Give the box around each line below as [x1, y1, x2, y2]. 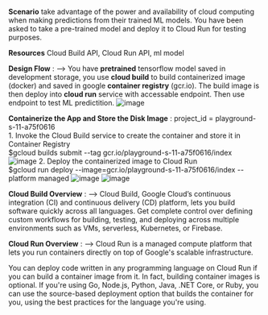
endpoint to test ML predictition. [8, 98, 115, 107]
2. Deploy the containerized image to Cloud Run [39, 156, 198, 166]
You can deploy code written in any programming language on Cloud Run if [8, 263, 258, 272]
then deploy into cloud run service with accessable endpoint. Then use [8, 89, 245, 99]
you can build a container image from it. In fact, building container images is [8, 271, 260, 281]
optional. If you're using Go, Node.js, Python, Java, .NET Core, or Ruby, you [8, 280, 259, 289]
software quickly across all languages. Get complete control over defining [8, 206, 254, 216]
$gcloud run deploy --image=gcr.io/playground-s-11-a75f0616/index [8, 165, 236, 174]
